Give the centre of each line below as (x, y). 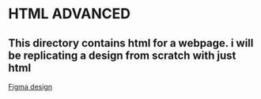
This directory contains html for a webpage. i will (131, 43)
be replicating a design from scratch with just (122, 55)
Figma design (30, 87)
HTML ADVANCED (70, 14)
